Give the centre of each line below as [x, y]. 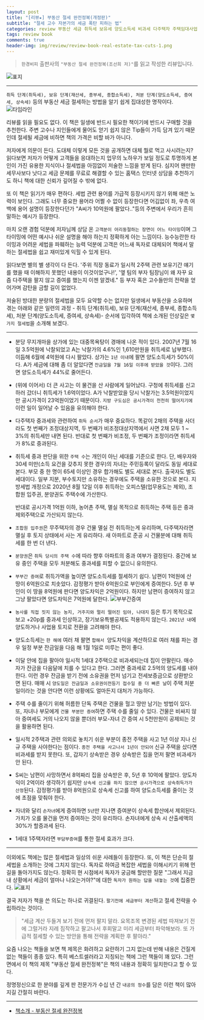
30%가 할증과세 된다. [41, 825]
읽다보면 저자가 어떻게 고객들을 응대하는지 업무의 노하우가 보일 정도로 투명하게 [99, 158]
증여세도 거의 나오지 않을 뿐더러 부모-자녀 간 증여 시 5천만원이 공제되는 [105, 718]
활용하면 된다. [38, 726]
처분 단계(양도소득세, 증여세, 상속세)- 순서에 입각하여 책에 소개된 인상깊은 [103, 316]
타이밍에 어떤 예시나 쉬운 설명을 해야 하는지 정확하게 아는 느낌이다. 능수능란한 [98, 237]
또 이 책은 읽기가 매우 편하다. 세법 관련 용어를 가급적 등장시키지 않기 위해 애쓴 [98, 193]
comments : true [25, 40]
